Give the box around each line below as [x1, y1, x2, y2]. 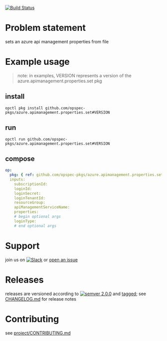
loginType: [14, 218, 37, 224]
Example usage [5, 56, 70, 67]
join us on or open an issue [5, 257, 78, 263]
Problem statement [5, 22, 86, 33]
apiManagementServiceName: [14, 205, 70, 210]
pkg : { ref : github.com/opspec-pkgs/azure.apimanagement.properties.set [9, 172, 164, 177]
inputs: [9, 177, 26, 182]
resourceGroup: [14, 200, 46, 205]
